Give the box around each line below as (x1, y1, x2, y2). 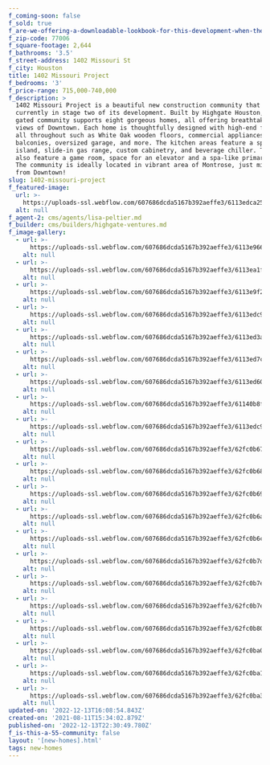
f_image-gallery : (8, 228, 67, 237)
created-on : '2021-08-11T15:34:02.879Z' (8, 714, 146, 722)
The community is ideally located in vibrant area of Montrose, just (15, 162, 253, 170)
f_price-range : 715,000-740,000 (8, 86, 117, 95)
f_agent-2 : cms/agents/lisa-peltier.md (8, 214, 142, 222)
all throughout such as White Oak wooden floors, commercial (15, 131, 225, 139)
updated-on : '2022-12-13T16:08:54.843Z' (8, 706, 146, 715)
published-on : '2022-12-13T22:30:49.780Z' (8, 722, 153, 730)
